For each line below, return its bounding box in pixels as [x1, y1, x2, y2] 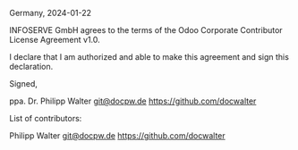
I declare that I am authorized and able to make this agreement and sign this [9, 52, 289, 62]
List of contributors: [9, 113, 82, 123]
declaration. [9, 62, 54, 71]
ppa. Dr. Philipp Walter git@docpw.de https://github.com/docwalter [9, 96, 257, 106]
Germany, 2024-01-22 [9, 8, 92, 18]
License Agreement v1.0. [9, 35, 100, 45]
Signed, [9, 79, 38, 88]
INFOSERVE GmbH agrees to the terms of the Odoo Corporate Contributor [9, 25, 284, 35]
